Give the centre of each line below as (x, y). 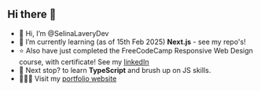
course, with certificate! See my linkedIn (84, 62)
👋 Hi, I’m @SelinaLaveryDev (64, 33)
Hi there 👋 (32, 15)
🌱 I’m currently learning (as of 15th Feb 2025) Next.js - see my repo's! (132, 42)
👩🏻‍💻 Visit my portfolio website (68, 78)
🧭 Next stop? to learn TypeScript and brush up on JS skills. (115, 70)
